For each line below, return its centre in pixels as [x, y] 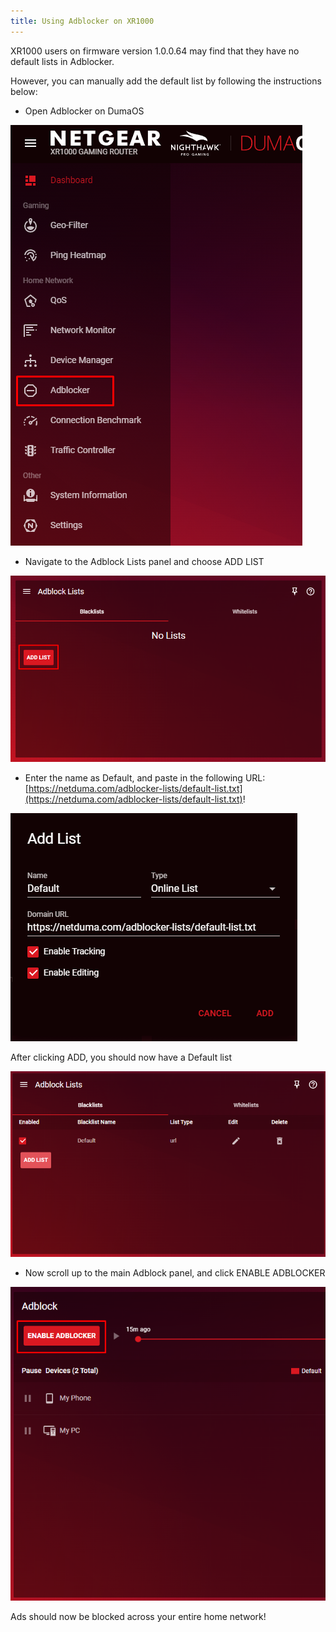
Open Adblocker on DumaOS [84, 111]
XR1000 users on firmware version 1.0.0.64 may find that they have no [155, 51]
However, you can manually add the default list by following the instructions [166, 81]
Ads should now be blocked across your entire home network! [138, 1616]
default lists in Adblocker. [62, 61]
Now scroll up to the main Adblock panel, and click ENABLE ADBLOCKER [175, 1273]
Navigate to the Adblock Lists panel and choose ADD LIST [144, 561]
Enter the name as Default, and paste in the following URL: [145, 778]
